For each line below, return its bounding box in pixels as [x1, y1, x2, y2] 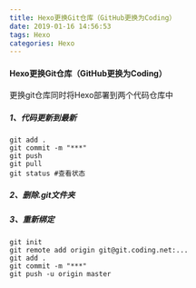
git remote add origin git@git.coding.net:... [9, 245, 189, 254]
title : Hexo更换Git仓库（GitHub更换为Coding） [9, 13, 177, 23]
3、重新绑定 [9, 214, 55, 225]
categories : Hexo [9, 38, 75, 48]
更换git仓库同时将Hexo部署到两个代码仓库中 [9, 90, 174, 101]
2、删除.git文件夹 [9, 190, 75, 201]
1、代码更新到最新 [9, 113, 77, 124]
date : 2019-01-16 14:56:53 [9, 22, 112, 31]
